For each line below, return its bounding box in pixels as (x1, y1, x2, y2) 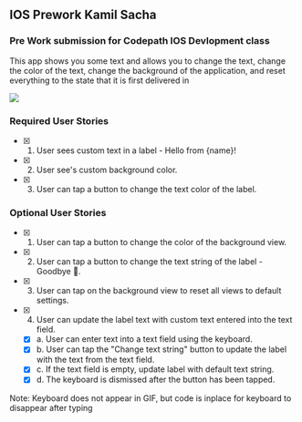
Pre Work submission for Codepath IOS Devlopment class (9, 35, 271, 47)
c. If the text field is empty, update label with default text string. (36, 364, 275, 375)
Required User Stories (9, 114, 109, 127)
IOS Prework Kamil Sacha (9, 7, 157, 23)
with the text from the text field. (36, 355, 155, 365)
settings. (36, 295, 69, 306)
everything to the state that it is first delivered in (9, 75, 190, 86)
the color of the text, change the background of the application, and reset (9, 65, 286, 76)
